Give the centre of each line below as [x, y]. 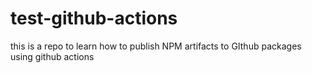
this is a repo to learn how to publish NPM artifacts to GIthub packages [156, 46]
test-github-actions [94, 18]
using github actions [52, 56]
